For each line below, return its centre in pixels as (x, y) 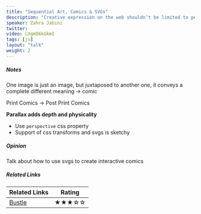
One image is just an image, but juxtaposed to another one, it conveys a (95, 85)
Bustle (18, 202)
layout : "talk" (25, 45)
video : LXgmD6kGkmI (31, 34)
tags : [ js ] (20, 39)
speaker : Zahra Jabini (34, 23)
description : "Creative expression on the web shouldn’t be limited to (97, 17)
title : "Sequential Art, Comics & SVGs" (57, 12)
